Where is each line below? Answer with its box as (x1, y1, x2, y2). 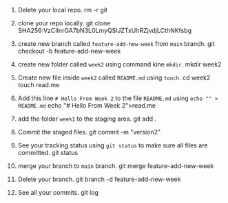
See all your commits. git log (17, 189, 99, 196)
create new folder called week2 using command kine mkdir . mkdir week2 (17, 60, 222, 68)
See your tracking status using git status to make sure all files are (17, 141, 208, 150)
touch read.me (17, 81, 60, 88)
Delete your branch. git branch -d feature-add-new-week (17, 175, 181, 183)
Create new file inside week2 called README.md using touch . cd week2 (17, 73, 211, 82)
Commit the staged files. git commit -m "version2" (17, 128, 161, 136)
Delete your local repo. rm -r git (17, 6, 107, 14)
